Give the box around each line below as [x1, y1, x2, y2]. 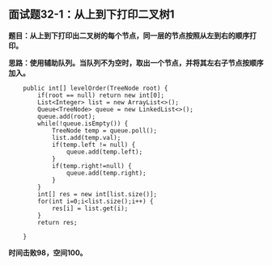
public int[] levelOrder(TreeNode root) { [23, 84, 168, 92]
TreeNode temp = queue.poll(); [51, 126, 158, 135]
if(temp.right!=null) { [51, 162, 132, 170]
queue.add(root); [37, 112, 96, 120]
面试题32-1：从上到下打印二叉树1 [8, 7, 175, 22]
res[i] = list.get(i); [51, 204, 129, 212]
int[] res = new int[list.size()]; [37, 190, 158, 198]
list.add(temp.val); [51, 133, 121, 141]
